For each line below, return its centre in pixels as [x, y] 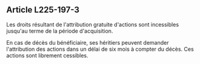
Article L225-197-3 [43, 10]
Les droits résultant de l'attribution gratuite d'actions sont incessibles [93, 24]
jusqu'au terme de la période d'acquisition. [60, 31]
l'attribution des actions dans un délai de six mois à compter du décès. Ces [100, 49]
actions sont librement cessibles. [48, 55]
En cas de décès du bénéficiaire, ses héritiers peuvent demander [88, 42]
